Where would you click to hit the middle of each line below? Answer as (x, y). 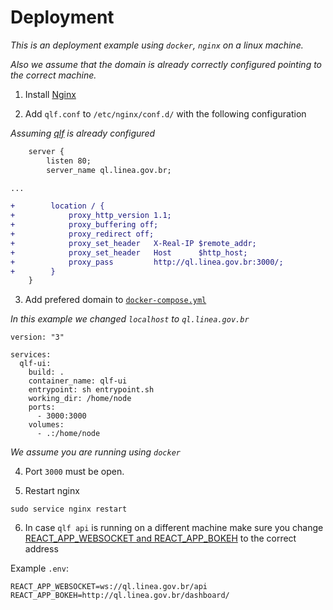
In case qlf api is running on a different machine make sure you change (174, 528)
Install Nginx (50, 94)
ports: (42, 407)
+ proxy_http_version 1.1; (91, 216)
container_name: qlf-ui (78, 381)
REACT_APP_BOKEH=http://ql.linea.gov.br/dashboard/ (120, 596)
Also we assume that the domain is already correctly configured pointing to (166, 64)
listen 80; (69, 161)
